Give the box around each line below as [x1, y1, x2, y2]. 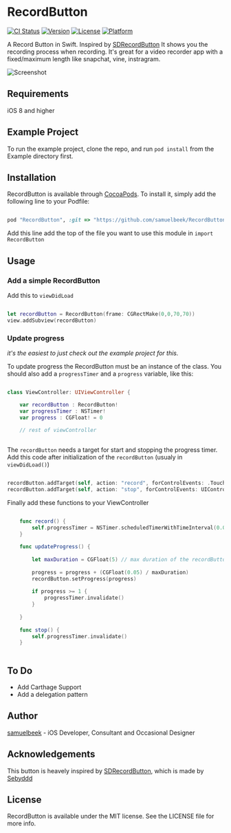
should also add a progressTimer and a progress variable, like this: [7, 369, 194, 378]
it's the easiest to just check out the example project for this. [7, 349, 179, 357]
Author [7, 710, 38, 722]
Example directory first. [7, 152, 74, 160]
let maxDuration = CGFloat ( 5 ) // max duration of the [32, 556, 189, 563]
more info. [7, 819, 36, 827]
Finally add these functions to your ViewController [7, 498, 149, 506]
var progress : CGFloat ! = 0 [19, 414, 103, 421]
